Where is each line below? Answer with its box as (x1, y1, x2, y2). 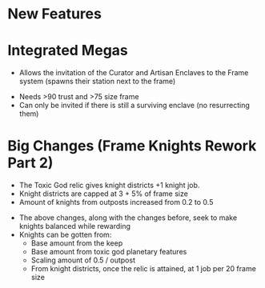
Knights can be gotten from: (18, 230, 112, 240)
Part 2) (7, 154, 54, 172)
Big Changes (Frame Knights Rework (7, 137, 257, 155)
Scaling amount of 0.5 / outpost (30, 255, 135, 265)
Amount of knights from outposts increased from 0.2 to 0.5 (18, 198, 214, 207)
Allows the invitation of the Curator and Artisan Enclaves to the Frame (18, 68, 249, 78)
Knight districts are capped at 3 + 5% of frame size (18, 189, 189, 198)
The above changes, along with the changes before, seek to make (18, 213, 238, 222)
